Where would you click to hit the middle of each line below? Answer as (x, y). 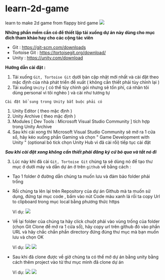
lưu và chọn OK (28, 237)
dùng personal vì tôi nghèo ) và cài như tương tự (61, 92)
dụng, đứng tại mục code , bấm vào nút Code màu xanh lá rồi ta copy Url (86, 196)
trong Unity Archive (32, 126)
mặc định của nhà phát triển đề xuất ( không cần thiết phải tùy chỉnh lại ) (86, 82)
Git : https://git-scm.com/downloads (49, 47)
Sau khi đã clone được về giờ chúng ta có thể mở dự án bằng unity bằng (85, 257)
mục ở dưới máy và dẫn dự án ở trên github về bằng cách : (72, 166)
